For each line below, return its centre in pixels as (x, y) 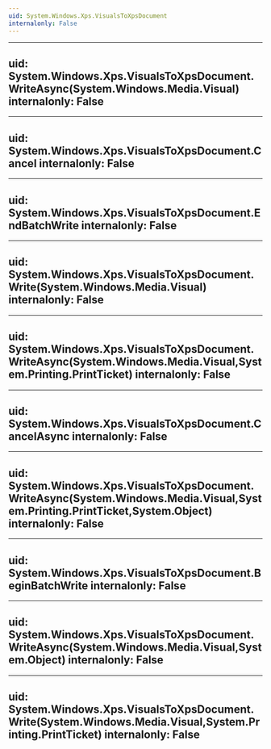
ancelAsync (39, 436)
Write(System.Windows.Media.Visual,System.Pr (134, 722)
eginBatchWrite (48, 586)
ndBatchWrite (44, 226)
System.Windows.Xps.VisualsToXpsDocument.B (135, 573)
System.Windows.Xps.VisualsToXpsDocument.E (135, 213)
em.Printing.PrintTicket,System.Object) (110, 510)
